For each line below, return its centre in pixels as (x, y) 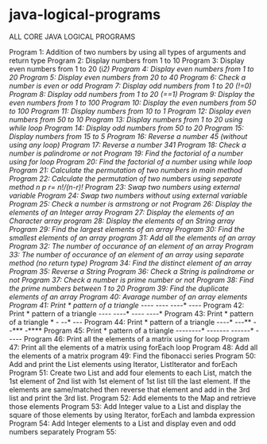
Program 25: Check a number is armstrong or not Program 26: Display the (131, 203)
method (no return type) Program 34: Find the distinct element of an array (131, 263)
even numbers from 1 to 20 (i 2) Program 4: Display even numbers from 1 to (132, 68)
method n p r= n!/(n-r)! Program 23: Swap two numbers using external (125, 187)
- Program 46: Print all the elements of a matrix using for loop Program (134, 338)
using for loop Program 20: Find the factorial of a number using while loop (131, 161)
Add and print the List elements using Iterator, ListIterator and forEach (123, 364)
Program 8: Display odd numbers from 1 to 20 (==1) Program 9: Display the (132, 94)
